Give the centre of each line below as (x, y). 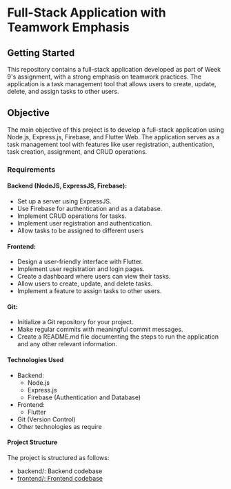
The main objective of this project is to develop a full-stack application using (115, 130)
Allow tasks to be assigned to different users (80, 230)
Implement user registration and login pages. (81, 269)
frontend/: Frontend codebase (60, 478)
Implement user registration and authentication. (84, 223)
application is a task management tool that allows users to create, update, (112, 84)
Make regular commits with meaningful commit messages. (100, 330)
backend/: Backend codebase (60, 471)
